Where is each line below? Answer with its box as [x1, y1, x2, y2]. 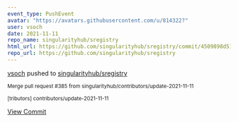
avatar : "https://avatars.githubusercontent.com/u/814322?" [7, 17, 189, 24]
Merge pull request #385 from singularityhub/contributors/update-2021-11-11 [7, 83, 194, 90]
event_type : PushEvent [7, 10, 74, 18]
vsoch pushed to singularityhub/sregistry [7, 68, 127, 78]
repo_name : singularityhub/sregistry [7, 37, 119, 44]
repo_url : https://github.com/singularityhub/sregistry [7, 50, 176, 57]
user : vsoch [7, 23, 42, 30]
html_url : [7, 43, 37, 50]
